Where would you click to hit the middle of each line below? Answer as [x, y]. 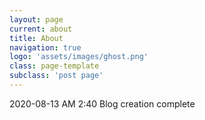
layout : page [36, 19]
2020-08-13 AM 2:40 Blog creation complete [102, 103]
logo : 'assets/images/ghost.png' [79, 57]
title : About [36, 38]
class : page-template [54, 66]
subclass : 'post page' [56, 76]
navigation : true [45, 47]
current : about [41, 29]
